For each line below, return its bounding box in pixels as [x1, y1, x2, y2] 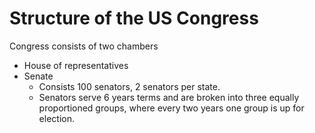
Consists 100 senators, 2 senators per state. [38, 80, 221, 92]
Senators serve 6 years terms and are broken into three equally [38, 91, 300, 103]
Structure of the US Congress [9, 7, 259, 30]
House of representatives [23, 59, 129, 71]
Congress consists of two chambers [9, 40, 159, 52]
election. [38, 112, 75, 124]
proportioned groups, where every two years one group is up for [38, 102, 305, 114]
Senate [23, 70, 54, 82]
